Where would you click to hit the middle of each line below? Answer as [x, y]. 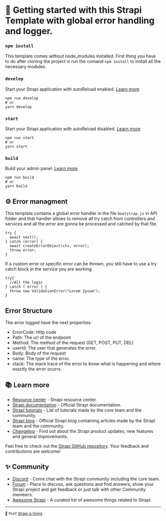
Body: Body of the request [39, 353]
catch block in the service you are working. [49, 269]
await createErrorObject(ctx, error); [50, 246]
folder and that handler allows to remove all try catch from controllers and [80, 219]
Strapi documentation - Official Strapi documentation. [67, 405]
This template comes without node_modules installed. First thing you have [81, 56]
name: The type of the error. [41, 358]
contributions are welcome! [33, 451]
